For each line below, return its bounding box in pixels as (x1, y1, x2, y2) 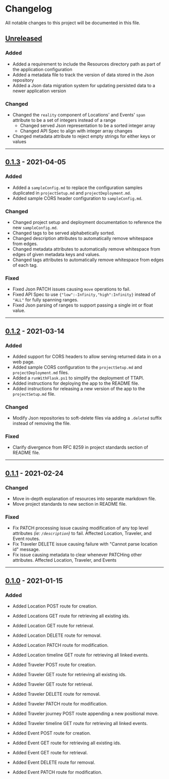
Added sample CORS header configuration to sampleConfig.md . (12, 195, 143, 201)
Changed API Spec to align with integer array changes (20, 128, 133, 134)
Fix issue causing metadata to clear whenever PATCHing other (12, 552, 142, 558)
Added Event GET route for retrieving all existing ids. (12, 740, 122, 746)
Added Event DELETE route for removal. (12, 759, 96, 765)
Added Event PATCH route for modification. (12, 769, 103, 775)
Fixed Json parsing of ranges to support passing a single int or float (12, 302, 153, 308)
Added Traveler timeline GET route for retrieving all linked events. (12, 721, 148, 727)
